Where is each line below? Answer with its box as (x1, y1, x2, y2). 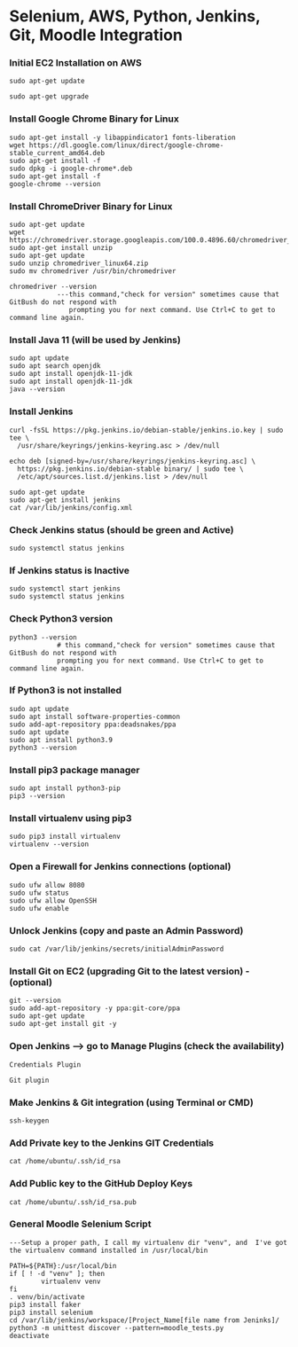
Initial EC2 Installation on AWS (9, 57, 142, 69)
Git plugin (9, 1076, 50, 1085)
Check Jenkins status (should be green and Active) (9, 523, 235, 536)
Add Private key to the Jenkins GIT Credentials (9, 1137, 215, 1149)
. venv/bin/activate (9, 1292, 86, 1301)
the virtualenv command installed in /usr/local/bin (9, 1246, 208, 1255)
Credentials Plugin (9, 1060, 82, 1069)
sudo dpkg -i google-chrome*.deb (9, 164, 133, 173)
